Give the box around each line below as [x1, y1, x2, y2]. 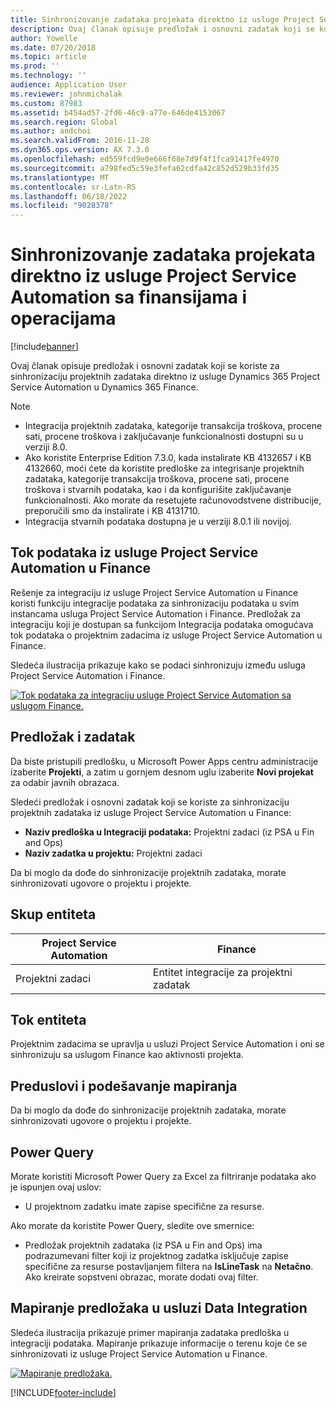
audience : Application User [10, 80, 128, 90]
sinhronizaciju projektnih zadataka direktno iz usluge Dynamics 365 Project [10, 371, 321, 383]
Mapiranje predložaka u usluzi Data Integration [10, 1300, 308, 1317]
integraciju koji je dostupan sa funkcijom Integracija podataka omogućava [10, 618, 314, 630]
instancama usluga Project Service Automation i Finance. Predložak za [10, 607, 302, 620]
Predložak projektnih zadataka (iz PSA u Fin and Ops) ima [24, 1239, 263, 1251]
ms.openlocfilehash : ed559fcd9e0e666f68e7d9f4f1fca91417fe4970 [10, 154, 280, 164]
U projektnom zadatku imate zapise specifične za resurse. [24, 1200, 265, 1212]
